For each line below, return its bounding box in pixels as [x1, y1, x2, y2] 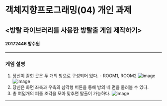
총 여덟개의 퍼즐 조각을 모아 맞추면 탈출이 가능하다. [12, 91, 111, 97]
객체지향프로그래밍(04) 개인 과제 [5, 4, 132, 16]
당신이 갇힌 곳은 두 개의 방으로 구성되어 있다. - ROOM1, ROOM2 [12, 73, 137, 79]
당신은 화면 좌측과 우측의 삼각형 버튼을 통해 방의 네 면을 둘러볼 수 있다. [12, 84, 149, 90]
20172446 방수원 [5, 41, 40, 47]
